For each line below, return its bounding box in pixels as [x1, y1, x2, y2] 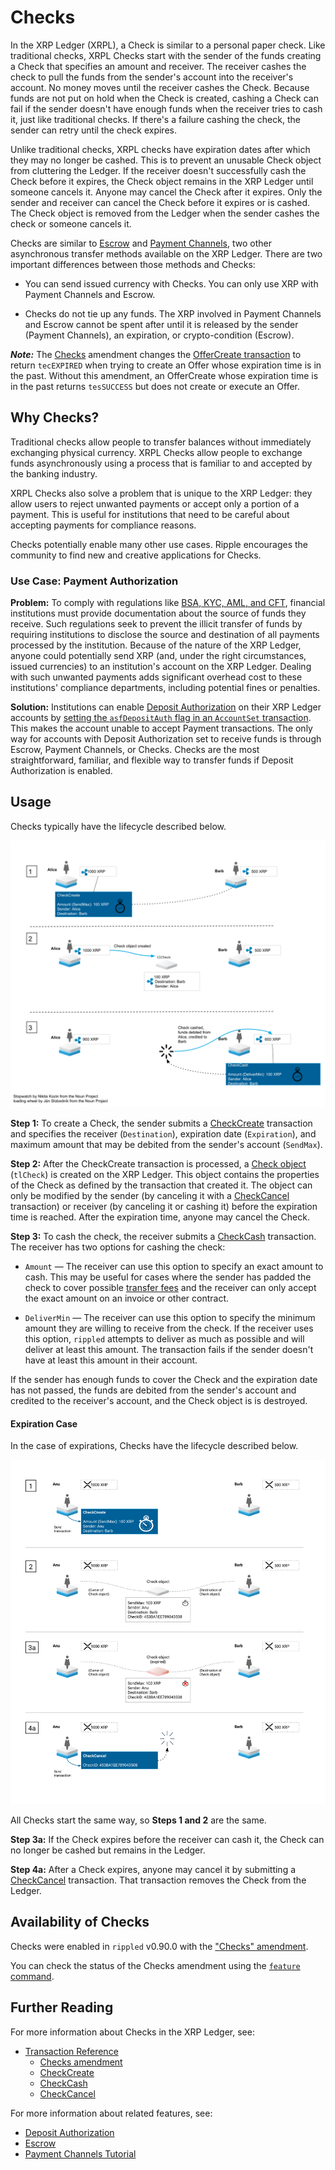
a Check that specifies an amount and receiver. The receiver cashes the [10, 60, 307, 72]
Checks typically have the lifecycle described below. [10, 820, 227, 832]
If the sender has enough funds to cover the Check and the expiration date [10, 1374, 318, 1386]
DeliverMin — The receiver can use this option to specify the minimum [24, 1312, 316, 1324]
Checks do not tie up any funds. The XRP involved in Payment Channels [24, 307, 322, 320]
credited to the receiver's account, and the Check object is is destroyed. [10, 1395, 308, 1407]
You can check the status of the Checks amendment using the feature [10, 1959, 301, 1971]
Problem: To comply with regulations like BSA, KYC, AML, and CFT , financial [10, 597, 326, 609]
